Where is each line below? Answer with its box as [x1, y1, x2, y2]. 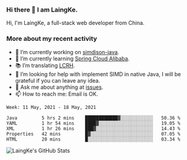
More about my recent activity [6, 35, 97, 43]
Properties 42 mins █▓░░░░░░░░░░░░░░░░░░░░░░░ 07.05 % [6, 131, 181, 137]
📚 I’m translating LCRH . [15, 61, 75, 69]
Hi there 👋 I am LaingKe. [6, 5, 78, 14]
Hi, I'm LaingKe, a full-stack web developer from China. [6, 19, 144, 27]
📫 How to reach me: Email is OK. [15, 90, 98, 97]
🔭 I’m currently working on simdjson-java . [15, 48, 120, 55]
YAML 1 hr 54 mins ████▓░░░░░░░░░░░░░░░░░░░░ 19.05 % [6, 120, 181, 127]
